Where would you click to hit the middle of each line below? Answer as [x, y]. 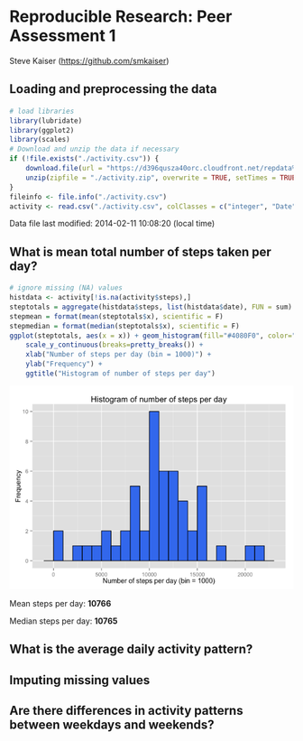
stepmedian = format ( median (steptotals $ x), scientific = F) [125, 326]
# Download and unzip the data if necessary [94, 149]
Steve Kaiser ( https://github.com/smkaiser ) [89, 60]
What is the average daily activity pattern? [131, 649]
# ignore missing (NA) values [66, 288]
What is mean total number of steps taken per [141, 251]
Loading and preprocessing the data [113, 89]
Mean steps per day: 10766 [60, 603]
